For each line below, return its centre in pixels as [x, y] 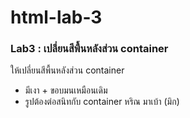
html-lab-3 [56, 17]
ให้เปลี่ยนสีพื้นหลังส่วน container [67, 70]
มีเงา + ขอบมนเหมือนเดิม [66, 90]
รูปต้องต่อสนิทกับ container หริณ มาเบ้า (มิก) [102, 102]
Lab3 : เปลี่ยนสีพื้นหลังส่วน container [89, 49]
